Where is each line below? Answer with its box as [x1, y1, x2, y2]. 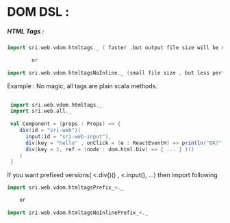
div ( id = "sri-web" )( [19, 127, 81, 134]
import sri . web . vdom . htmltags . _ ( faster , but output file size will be [7, 44, 219, 51]
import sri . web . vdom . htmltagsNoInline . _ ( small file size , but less [7, 69, 210, 76]
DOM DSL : [7, 4, 70, 20]
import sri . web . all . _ [10, 107, 72, 115]
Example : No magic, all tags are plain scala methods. [7, 81, 157, 90]
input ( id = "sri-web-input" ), [25, 133, 112, 140]
